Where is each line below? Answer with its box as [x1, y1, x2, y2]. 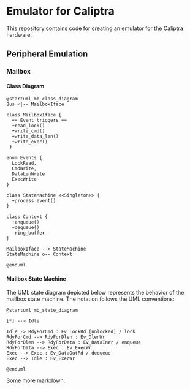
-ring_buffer [12, 230, 45, 236]
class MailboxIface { [6, 112, 62, 118]
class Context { [6, 214, 48, 220]
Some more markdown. [6, 377, 66, 384]
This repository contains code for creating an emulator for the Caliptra [6, 25, 184, 32]
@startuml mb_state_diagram [6, 307, 78, 313]
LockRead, [12, 161, 37, 167]
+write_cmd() [12, 128, 45, 134]
